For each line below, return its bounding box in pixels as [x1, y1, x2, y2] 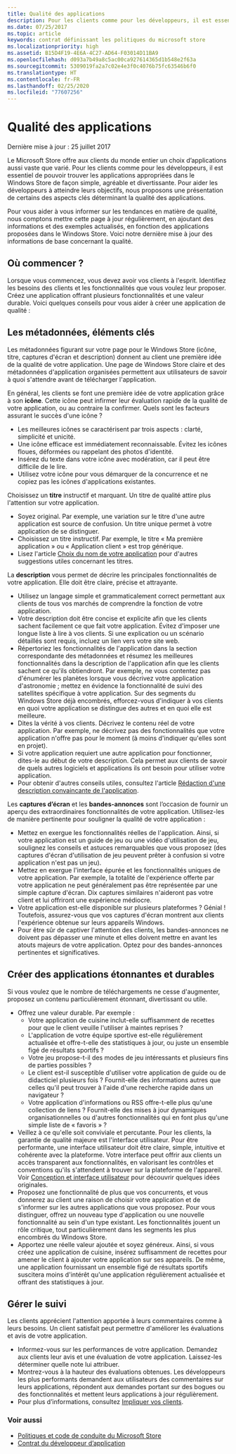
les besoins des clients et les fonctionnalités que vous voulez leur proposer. [7, 283, 226, 292]
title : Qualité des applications [7, 10, 105, 18]
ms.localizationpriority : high [7, 43, 99, 50]
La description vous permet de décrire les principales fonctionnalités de [7, 570, 217, 579]
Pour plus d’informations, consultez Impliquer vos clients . [17, 1398, 184, 1406]
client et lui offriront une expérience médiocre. [17, 896, 152, 904]
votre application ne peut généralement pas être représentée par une [17, 881, 218, 889]
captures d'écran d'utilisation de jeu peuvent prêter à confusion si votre [17, 851, 225, 859]
